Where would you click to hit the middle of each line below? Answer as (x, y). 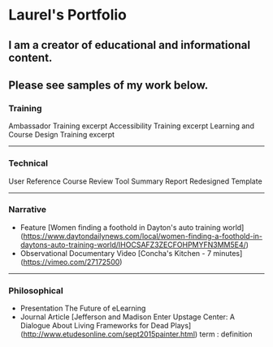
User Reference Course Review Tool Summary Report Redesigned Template (135, 181)
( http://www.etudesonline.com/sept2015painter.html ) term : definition (136, 334)
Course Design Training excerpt (62, 135)
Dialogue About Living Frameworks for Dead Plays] (106, 326)
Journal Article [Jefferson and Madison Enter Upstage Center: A (128, 317)
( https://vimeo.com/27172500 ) (71, 262)
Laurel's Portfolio (68, 15)
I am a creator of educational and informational (129, 45)
